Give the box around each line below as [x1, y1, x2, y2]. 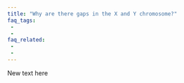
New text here [7, 68, 48, 77]
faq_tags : [7, 17, 37, 24]
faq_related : [7, 37, 46, 44]
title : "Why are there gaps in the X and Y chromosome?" [7, 10, 178, 18]
